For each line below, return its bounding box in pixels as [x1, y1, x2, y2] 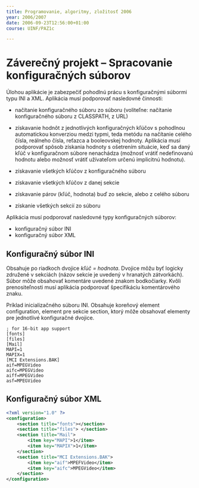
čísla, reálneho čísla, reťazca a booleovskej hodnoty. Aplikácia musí [14, 137, 181, 144]
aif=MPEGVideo [6, 362, 42, 368]
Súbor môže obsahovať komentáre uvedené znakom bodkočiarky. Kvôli [6, 278, 181, 284]
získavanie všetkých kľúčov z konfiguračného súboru [14, 167, 146, 175]
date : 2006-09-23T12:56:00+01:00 [6, 20, 89, 26]
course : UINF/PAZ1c [6, 25, 55, 32]
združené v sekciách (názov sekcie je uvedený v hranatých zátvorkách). [6, 271, 184, 278]
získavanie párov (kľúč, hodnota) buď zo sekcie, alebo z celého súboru [14, 191, 189, 198]
